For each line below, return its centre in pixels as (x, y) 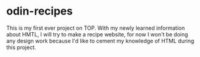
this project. (21, 47)
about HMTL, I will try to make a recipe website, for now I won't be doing (97, 34)
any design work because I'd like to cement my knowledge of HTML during (100, 41)
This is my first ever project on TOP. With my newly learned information (96, 28)
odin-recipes (40, 11)
